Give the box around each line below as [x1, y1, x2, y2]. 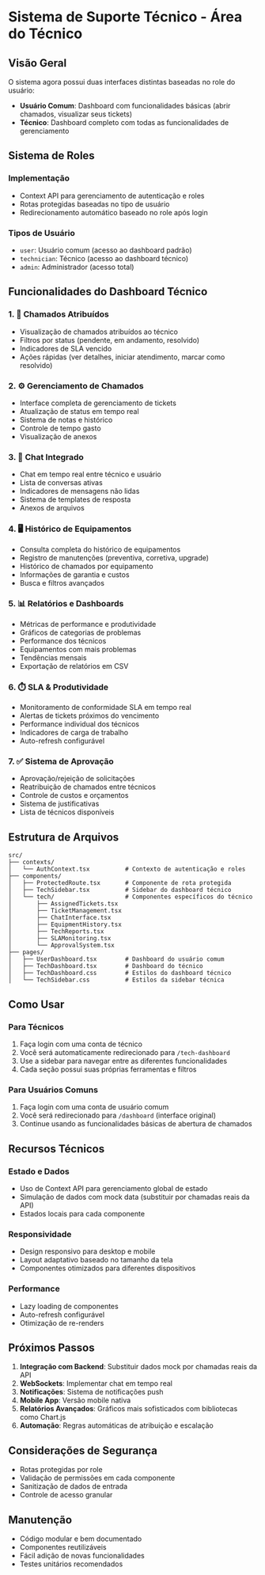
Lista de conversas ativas [19, 478, 103, 488]
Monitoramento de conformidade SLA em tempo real [19, 703, 191, 712]
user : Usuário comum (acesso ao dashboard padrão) [19, 245, 192, 255]
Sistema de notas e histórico [19, 415, 113, 424]
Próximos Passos [8, 1341, 95, 1354]
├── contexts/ [8, 859, 55, 867]
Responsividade [8, 1228, 72, 1239]
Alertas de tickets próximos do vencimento [19, 711, 160, 720]
